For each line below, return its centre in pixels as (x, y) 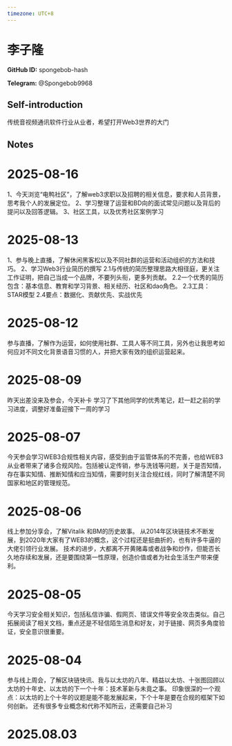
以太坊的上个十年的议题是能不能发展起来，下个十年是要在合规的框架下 (119, 698)
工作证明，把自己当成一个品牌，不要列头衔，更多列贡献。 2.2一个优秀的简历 (116, 277)
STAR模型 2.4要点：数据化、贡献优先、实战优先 (75, 294)
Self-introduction (45, 104)
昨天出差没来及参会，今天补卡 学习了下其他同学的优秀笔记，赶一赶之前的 (111, 400)
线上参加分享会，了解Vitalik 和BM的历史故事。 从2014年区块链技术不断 (108, 531)
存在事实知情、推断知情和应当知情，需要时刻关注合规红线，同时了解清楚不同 (116, 474)
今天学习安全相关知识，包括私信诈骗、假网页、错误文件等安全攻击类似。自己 (116, 615)
